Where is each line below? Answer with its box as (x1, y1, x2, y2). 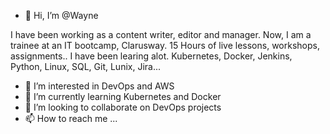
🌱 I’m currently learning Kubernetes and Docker (24, 91, 222, 102)
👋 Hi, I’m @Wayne (24, 10, 99, 21)
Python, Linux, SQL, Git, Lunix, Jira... (10, 61, 162, 72)
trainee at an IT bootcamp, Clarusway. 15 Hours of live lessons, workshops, (10, 40, 320, 51)
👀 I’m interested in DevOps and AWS (24, 80, 175, 92)
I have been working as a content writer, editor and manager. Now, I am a (10, 29, 312, 40)
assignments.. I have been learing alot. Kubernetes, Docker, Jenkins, (10, 50, 293, 62)
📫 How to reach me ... (24, 113, 118, 124)
